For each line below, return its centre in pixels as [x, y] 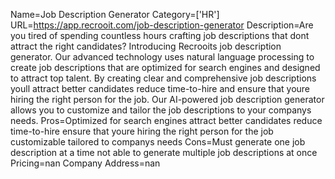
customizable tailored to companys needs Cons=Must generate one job [158, 142]
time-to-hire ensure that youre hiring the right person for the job [142, 131]
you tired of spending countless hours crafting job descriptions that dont [160, 35]
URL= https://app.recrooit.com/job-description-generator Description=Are [162, 25]
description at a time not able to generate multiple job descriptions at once [164, 152]
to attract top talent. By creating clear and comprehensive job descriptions [163, 78]
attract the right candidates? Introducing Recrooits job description [146, 46]
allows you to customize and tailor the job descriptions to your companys [161, 110]
